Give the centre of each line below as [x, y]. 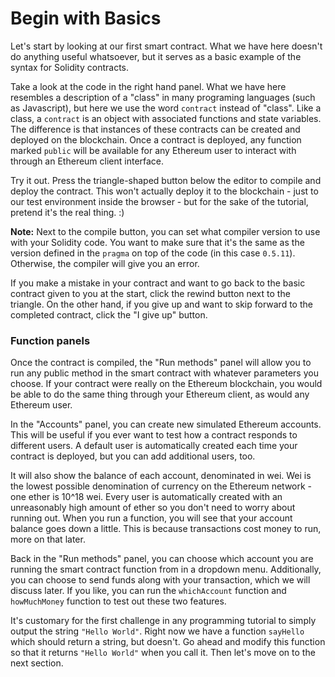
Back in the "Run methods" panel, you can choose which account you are [162, 559]
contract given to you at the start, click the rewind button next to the [150, 293]
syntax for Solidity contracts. [70, 67]
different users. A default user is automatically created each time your [154, 446]
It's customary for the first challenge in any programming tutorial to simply [163, 621]
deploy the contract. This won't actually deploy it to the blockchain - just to [164, 191]
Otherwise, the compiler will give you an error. [105, 263]
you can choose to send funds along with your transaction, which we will [160, 580]
